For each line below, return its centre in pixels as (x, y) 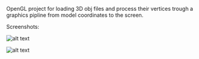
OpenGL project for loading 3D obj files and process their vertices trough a (100, 9)
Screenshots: (23, 27)
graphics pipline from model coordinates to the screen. (75, 15)
